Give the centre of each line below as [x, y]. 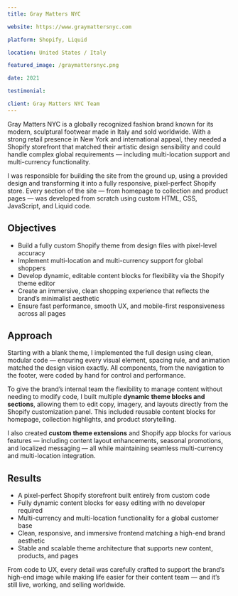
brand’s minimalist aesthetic [58, 298]
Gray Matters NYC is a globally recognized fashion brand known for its [110, 124]
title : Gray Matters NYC [44, 14]
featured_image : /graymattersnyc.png [63, 65]
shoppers [32, 268]
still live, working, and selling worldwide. [66, 585]
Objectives [32, 228]
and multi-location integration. [52, 456]
